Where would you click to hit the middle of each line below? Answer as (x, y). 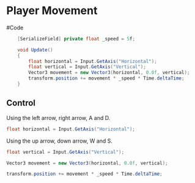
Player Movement (52, 11)
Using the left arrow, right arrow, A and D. (58, 118)
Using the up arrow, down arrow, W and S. (60, 141)
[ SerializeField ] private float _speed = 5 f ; (76, 39)
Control (21, 103)
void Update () (35, 50)
